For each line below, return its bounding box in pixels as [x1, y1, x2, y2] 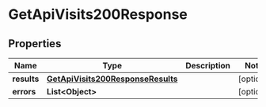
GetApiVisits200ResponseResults [46, 73, 178, 84]
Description [185, 61, 231, 71]
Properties [8, 37, 62, 50]
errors [12, 87, 36, 97]
